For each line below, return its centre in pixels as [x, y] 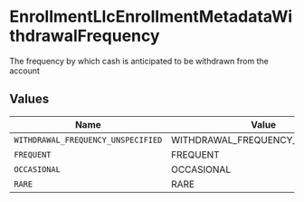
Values [29, 99]
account [25, 71]
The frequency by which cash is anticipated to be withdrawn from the [139, 61]
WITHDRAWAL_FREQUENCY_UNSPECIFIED [88, 139]
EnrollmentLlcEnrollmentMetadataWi [151, 17]
